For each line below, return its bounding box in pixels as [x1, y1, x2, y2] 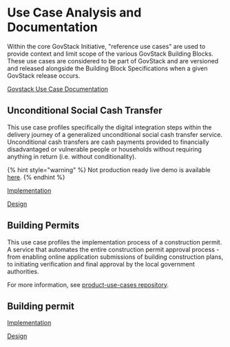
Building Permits [7, 220, 80, 231]
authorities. [7, 267, 39, 275]
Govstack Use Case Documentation [7, 85, 109, 93]
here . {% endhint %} [7, 173, 65, 181]
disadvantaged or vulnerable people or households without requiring [7, 145, 202, 153]
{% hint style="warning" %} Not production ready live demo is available [7, 165, 211, 173]
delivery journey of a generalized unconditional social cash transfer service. [7, 130, 222, 138]
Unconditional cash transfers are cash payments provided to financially [7, 138, 209, 146]
